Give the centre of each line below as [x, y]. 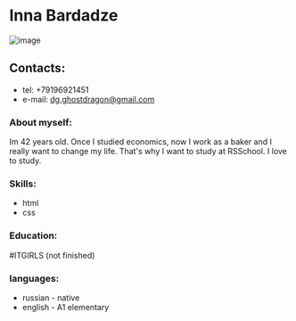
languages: [34, 278]
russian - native [51, 297]
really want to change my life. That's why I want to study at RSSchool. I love [148, 152]
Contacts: [37, 68]
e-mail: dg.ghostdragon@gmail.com [88, 99]
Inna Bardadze [64, 16]
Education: [33, 235]
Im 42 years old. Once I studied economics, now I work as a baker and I [140, 142]
